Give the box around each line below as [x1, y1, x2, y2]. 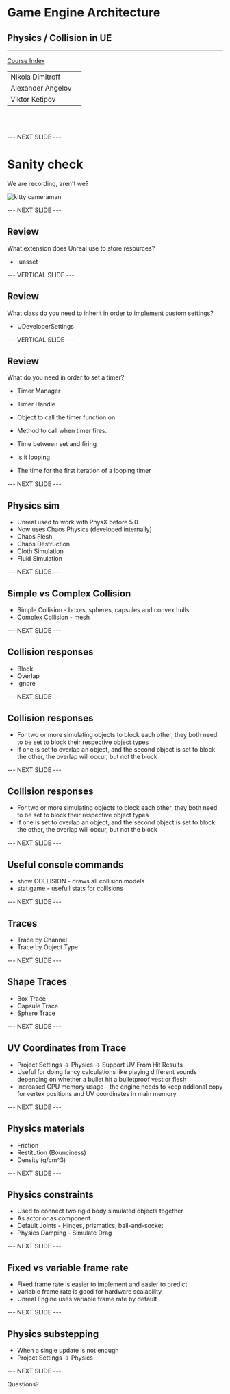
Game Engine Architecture [7, 5, 161, 21]
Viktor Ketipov [10, 95, 56, 104]
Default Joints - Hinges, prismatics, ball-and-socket [16, 1222, 164, 1230]
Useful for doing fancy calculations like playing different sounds [16, 1067, 197, 1076]
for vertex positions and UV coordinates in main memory [16, 1089, 177, 1097]
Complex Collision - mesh [16, 613, 90, 621]
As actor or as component [16, 1214, 91, 1222]
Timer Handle [16, 400, 56, 408]
